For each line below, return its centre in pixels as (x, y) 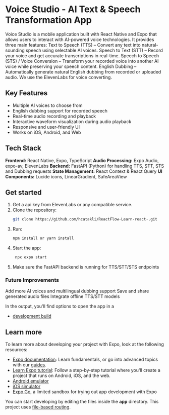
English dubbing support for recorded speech (60, 110)
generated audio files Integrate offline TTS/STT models (63, 296)
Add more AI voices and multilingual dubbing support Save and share (77, 291)
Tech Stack (23, 148)
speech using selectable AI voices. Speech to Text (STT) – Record (94, 50)
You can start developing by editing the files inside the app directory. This (82, 402)
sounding (15, 50)
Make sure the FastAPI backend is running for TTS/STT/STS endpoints (86, 267)
